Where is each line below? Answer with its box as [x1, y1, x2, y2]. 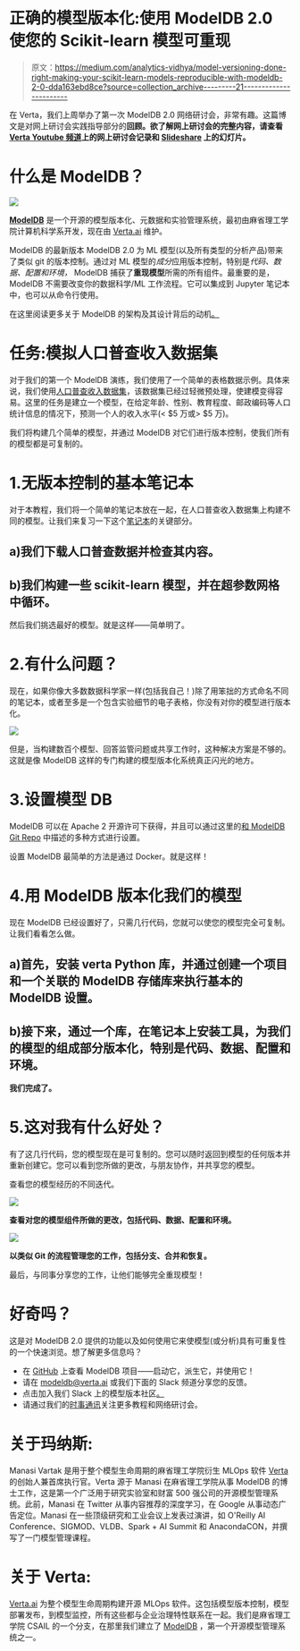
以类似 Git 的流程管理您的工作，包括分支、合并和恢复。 [9, 1250, 212, 1261]
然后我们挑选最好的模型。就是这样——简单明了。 [9, 619, 189, 630]
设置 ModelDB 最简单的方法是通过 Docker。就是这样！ [9, 851, 210, 862]
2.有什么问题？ [9, 654, 119, 675]
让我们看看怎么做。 [9, 928, 80, 939]
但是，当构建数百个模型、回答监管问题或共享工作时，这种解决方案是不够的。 [9, 744, 291, 754]
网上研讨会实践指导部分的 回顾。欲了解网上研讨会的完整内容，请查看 [32, 120, 283, 131]
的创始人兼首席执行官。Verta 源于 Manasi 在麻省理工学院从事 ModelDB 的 [9, 1476, 280, 1486]
